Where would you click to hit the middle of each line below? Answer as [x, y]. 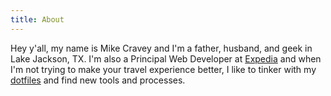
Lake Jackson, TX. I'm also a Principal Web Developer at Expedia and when [166, 58]
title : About [37, 19]
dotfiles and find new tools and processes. [98, 80]
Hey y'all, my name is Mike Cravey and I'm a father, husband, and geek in [161, 48]
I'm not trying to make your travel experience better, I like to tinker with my [163, 69]
